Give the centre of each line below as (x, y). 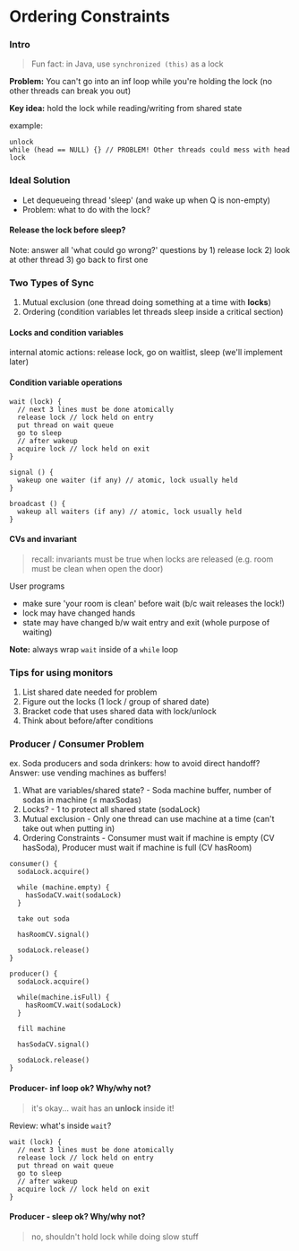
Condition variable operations (66, 382)
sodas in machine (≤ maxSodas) (81, 800)
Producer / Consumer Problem (77, 744)
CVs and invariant (43, 539)
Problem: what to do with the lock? (86, 209)
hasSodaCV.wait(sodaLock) (74, 896)
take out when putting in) (68, 828)
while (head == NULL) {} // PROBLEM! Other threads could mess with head (150, 150)
